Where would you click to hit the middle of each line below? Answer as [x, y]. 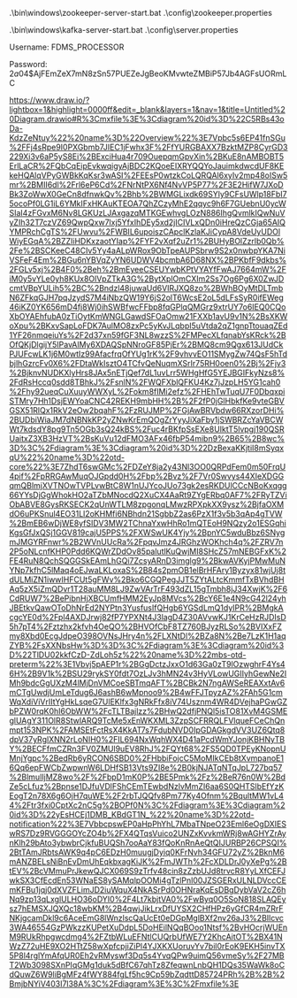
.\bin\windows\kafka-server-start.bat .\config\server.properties [124, 30]
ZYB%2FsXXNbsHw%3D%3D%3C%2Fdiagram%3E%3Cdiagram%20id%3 [147, 645]
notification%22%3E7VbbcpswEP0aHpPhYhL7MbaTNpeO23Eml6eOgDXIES [148, 824]
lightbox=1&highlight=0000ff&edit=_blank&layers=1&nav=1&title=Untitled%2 [147, 109]
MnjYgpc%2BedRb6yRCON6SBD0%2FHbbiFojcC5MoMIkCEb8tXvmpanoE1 [147, 758]
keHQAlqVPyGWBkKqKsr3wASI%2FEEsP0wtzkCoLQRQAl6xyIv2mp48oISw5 [148, 175]
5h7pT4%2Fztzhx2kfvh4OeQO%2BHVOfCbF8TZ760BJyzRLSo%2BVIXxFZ [146, 626]
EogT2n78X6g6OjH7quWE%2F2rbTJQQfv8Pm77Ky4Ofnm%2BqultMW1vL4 [147, 796]
